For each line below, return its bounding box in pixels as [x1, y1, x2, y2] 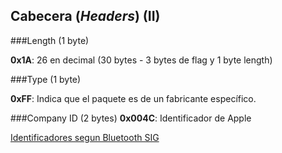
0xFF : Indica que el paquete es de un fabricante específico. [10, 92, 257, 104]
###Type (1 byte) [10, 73, 82, 85]
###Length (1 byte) [10, 34, 90, 46]
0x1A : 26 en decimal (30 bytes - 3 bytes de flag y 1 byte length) [10, 54, 273, 66]
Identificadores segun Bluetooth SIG [10, 131, 160, 143]
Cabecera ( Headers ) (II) [10, 8, 161, 25]
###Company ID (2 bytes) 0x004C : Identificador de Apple [10, 112, 252, 124]
